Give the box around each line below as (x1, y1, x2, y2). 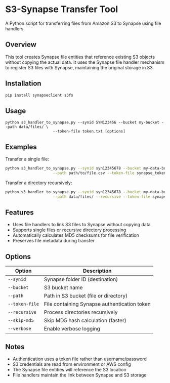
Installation (5, 79, 41, 88)
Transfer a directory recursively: (5, 180, 72, 186)
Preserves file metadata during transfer (12, 238, 95, 244)
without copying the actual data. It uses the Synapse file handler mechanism (5, 59, 164, 65)
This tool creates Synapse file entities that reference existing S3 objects (5, 54, 155, 60)
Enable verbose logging (44, 325, 100, 332)
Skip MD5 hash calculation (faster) (44, 317, 126, 324)
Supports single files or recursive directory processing (12, 227, 126, 233)
